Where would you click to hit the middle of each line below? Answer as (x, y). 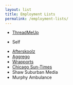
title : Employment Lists (30, 14)
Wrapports (23, 62)
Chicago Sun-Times (32, 67)
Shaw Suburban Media (35, 72)
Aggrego (21, 57)
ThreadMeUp (25, 33)
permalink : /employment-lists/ (37, 19)
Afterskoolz (24, 51)
